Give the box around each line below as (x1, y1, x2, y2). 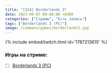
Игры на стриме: (5, 51, 48, 58)
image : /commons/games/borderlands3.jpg (5, 26, 89, 31)
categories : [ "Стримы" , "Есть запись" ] (5, 16, 87, 21)
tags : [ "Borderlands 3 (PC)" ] (5, 21, 67, 26)
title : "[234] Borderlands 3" (5, 7, 67, 12)
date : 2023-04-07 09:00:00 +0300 (5, 12, 74, 17)
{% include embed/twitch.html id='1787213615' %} (5, 39, 108, 45)
